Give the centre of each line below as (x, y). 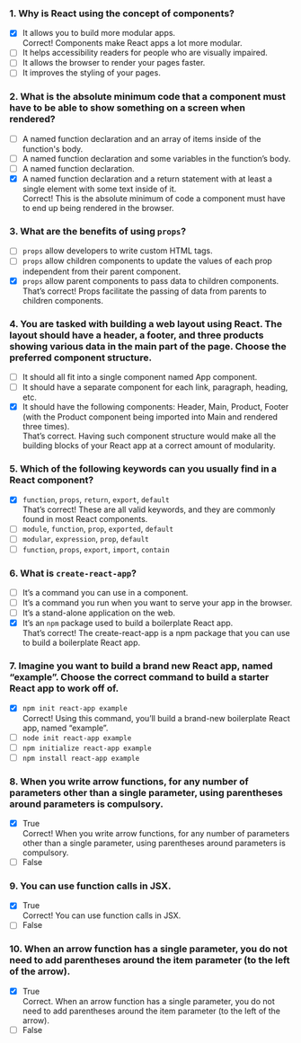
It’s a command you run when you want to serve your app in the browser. (157, 602)
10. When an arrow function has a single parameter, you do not (149, 949)
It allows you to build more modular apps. (99, 33)
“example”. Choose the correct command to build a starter (139, 677)
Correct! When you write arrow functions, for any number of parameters (156, 834)
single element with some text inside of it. (99, 189)
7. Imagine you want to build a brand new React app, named (141, 666)
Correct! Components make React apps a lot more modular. (132, 43)
